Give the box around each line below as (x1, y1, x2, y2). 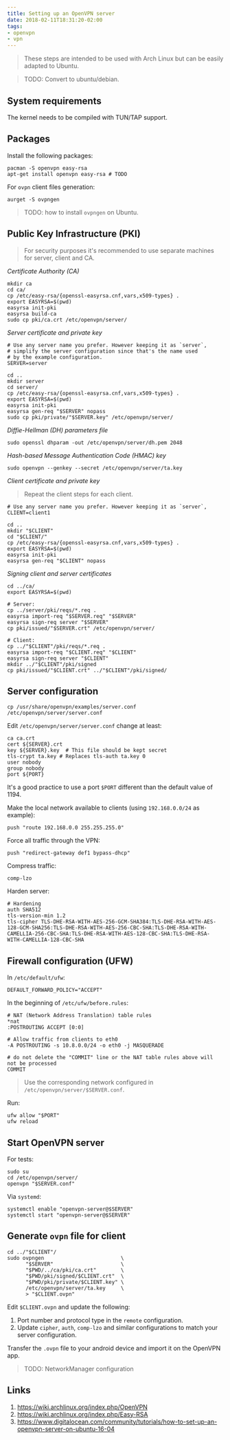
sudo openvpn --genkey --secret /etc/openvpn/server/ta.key (7, 465, 183, 472)
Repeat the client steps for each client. (23, 489, 134, 498)
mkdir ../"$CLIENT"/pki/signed (7, 661, 97, 667)
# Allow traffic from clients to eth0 (7, 1036, 118, 1043)
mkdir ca (7, 280, 32, 287)
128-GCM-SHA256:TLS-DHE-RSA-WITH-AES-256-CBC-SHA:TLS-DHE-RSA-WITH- (7, 924, 207, 931)
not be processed (7, 1060, 57, 1067)
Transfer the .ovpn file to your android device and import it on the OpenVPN (7, 1344, 221, 1352)
